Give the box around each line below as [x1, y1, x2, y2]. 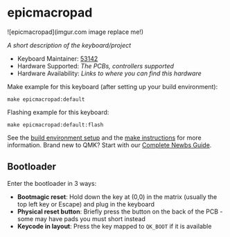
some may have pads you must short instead [17, 214, 145, 222]
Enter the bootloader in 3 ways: [7, 179, 97, 187]
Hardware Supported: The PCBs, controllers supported [17, 61, 175, 70]
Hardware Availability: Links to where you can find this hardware [17, 69, 202, 77]
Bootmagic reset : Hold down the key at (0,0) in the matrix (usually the [17, 192, 218, 201]
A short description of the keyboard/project [7, 41, 132, 49]
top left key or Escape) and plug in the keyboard [17, 200, 154, 208]
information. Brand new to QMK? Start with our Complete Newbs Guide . [7, 140, 212, 149]
